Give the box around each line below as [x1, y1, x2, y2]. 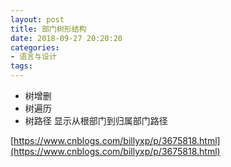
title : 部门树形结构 [10, 24, 87, 34]
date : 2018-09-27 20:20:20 [10, 33, 123, 43]
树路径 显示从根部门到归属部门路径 [24, 115, 168, 126]
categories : [10, 42, 60, 53]
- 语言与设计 [10, 52, 57, 62]
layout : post [10, 14, 65, 25]
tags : [10, 61, 33, 71]
